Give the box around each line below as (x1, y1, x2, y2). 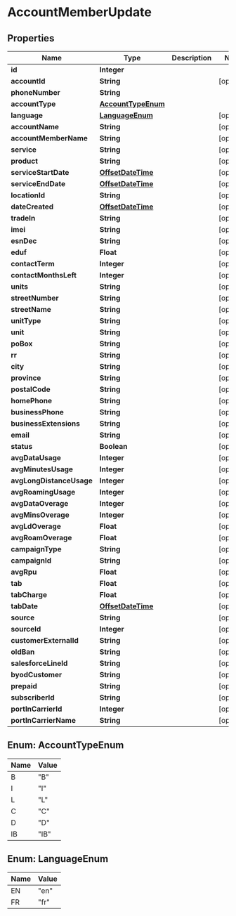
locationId (11, 190, 46, 200)
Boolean (99, 442, 128, 451)
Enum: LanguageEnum (7, 853, 109, 865)
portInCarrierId (11, 704, 63, 714)
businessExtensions (11, 419, 81, 428)
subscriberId (11, 693, 55, 702)
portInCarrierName (11, 716, 76, 725)
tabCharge (11, 590, 48, 599)
